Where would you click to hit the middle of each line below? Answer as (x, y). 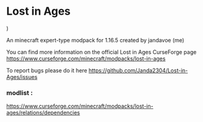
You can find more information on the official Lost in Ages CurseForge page (102, 52)
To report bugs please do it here (47, 70)
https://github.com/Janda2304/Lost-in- (138, 70)
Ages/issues (22, 77)
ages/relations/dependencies (43, 113)
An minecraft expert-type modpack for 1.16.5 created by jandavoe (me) (95, 40)
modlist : (20, 93)
